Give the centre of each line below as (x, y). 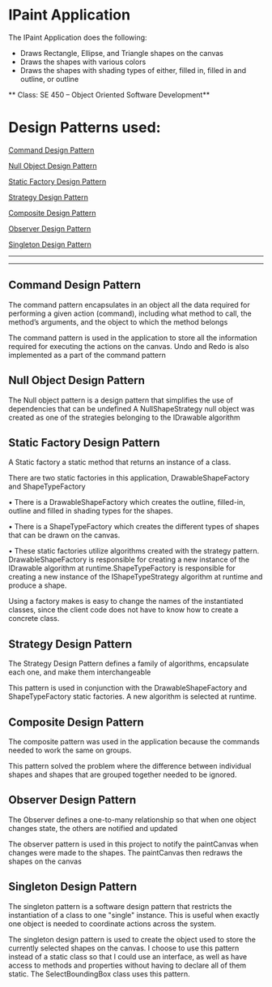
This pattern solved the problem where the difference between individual (130, 765)
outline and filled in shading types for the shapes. (91, 511)
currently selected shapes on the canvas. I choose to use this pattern (124, 948)
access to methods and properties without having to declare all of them (127, 965)
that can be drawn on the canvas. (64, 535)
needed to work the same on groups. (70, 750)
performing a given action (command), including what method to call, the (130, 313)
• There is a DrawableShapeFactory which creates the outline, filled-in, (127, 502)
